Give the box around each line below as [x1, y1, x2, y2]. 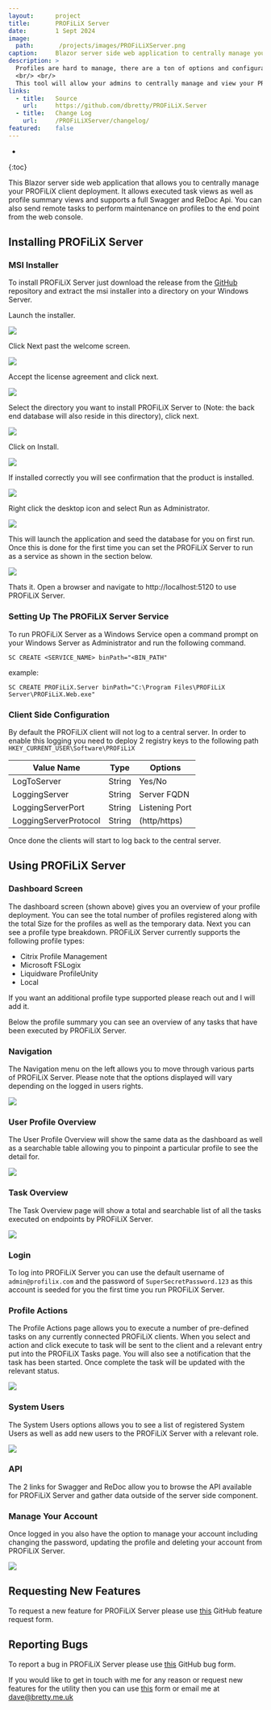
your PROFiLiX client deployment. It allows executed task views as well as [8, 186, 254, 196]
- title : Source [15, 94, 78, 102]
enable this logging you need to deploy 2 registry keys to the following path [8, 736, 260, 746]
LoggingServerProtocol [12, 815, 101, 827]
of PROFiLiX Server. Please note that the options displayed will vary [8, 1073, 232, 1082]
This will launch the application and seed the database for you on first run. [8, 534, 256, 544]
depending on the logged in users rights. [8, 1082, 144, 1091]
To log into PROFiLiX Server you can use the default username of [8, 1267, 225, 1277]
